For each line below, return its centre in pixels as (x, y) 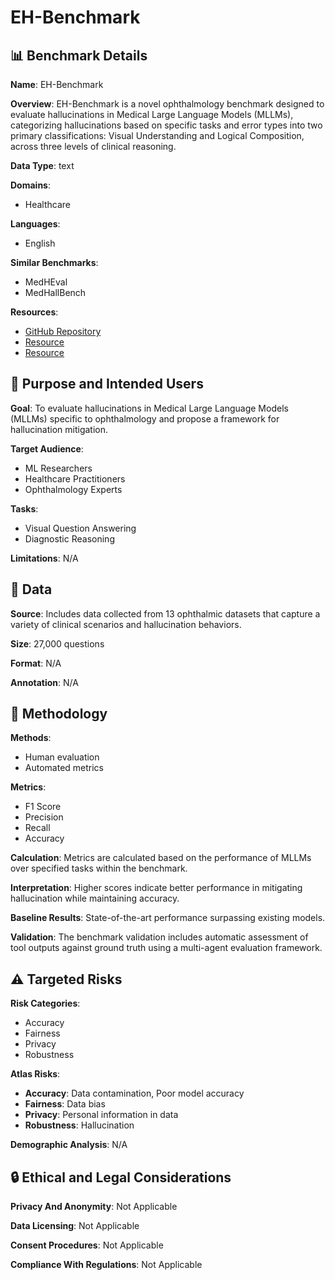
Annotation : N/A (44, 682)
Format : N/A (36, 663)
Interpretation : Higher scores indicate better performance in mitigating (156, 888)
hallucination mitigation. (59, 429)
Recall (37, 828)
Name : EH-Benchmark (57, 84)
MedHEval (46, 282)
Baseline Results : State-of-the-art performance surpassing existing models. (168, 918)
